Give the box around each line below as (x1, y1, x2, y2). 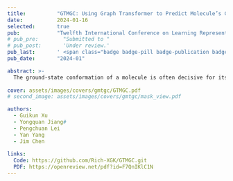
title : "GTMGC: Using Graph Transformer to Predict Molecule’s (7, 10, 222, 17)
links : (7, 151, 26, 158)
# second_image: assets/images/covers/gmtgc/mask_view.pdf (7, 93, 182, 100)
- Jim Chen (13, 137, 45, 145)
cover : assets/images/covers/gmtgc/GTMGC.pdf (7, 87, 141, 94)
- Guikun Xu (13, 112, 49, 120)
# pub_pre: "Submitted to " (7, 36, 110, 43)
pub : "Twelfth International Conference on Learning (7, 29, 197, 37)
